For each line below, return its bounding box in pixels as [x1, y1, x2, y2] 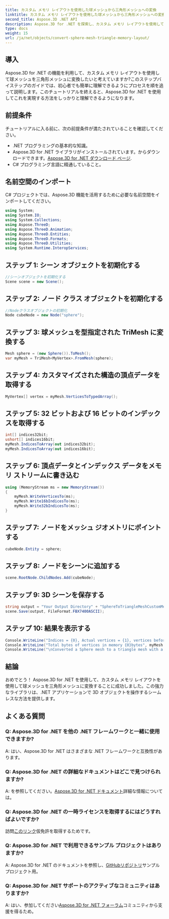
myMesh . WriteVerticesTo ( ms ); [14, 494, 75, 499]
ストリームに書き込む [13, 471, 79, 480]
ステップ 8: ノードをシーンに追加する [5, 562, 121, 570]
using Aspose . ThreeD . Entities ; [5, 231, 71, 237]
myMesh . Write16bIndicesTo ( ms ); [14, 499, 80, 504]
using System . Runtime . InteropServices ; [5, 245, 89, 251]
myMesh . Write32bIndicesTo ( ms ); [14, 503, 80, 509]
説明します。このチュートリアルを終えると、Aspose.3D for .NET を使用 [14, 89, 161, 95]
